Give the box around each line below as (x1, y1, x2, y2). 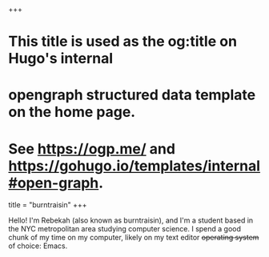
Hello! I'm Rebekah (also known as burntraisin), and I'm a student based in (8, 215, 254, 225)
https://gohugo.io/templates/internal (8, 157, 261, 175)
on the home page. (8, 103, 136, 121)
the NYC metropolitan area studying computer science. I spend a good (8, 224, 242, 234)
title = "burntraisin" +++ (8, 200, 87, 210)
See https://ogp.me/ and (8, 139, 176, 158)
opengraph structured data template (8, 86, 256, 104)
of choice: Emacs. (8, 241, 68, 251)
